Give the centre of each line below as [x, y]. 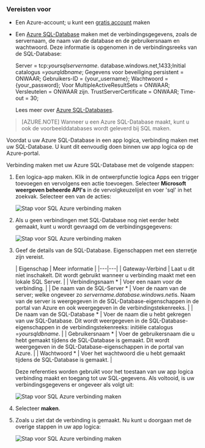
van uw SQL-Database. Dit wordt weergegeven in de [81, 321]
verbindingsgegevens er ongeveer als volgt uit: [75, 385]
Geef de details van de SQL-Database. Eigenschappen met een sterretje [106, 250]
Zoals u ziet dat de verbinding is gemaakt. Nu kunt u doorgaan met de [103, 420]
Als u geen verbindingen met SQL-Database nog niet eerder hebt [97, 220]
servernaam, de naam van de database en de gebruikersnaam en [97, 41]
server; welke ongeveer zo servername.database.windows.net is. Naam [105, 295]
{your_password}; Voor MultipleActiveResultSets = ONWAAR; [92, 85]
